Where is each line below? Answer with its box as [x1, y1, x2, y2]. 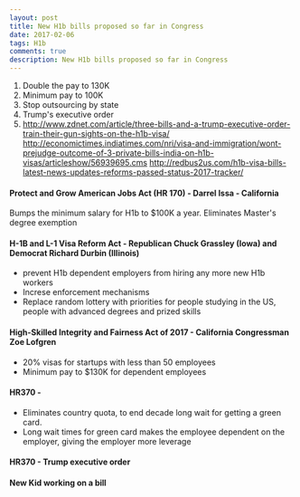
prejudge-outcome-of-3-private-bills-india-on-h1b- [22, 148, 215, 158]
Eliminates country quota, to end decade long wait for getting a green [22, 406, 282, 417]
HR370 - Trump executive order [9, 456, 131, 467]
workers [22, 277, 54, 288]
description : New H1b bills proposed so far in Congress [9, 55, 229, 64]
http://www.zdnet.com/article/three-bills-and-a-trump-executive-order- [22, 119, 291, 129]
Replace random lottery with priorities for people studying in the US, [22, 296, 277, 308]
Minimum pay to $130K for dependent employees [22, 366, 207, 377]
